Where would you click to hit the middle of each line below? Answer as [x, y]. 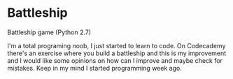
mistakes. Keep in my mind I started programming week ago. [94, 68]
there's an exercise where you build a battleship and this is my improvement [117, 53]
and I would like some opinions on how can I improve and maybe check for [115, 60]
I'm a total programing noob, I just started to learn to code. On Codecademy [116, 45]
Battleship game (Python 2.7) [49, 32]
